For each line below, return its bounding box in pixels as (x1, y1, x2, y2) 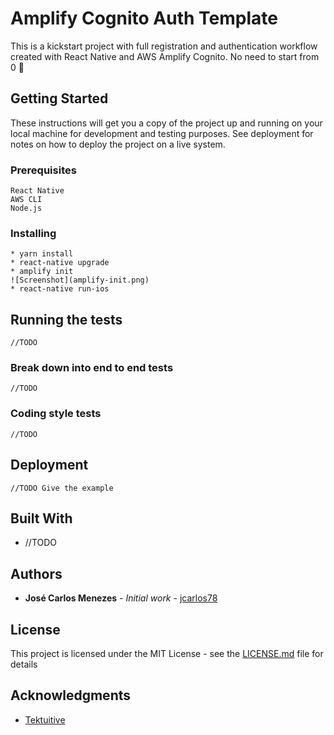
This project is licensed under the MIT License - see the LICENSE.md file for (10, 648, 324, 659)
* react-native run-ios (10, 284, 110, 294)
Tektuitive (24, 713, 66, 726)
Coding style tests (10, 407, 102, 421)
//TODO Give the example (10, 483, 114, 493)
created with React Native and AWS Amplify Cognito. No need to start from (10, 50, 320, 62)
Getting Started (10, 90, 109, 107)
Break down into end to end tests (10, 361, 174, 375)
